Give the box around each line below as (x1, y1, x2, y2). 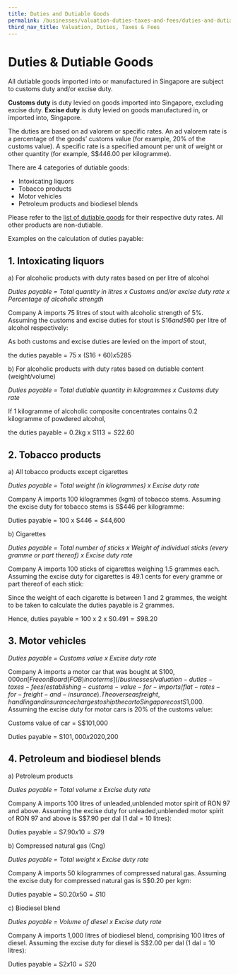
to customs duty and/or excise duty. (8, 85, 113, 93)
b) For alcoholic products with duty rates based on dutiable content (8, 365, 204, 373)
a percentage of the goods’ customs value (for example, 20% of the (8, 135, 206, 143)
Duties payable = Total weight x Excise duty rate (8, 855, 149, 863)
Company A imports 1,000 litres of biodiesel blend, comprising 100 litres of (8, 930, 225, 940)
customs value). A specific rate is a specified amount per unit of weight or (8, 142, 223, 150)
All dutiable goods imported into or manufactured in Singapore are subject (8, 77, 224, 85)
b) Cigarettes (8, 529, 47, 538)
